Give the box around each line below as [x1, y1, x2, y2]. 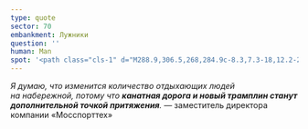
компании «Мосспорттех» [10, 110, 113, 120]
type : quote [10, 13, 56, 23]
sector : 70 [10, 22, 52, 31]
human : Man [10, 47, 52, 56]
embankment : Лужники [10, 30, 90, 39]
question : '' [10, 38, 60, 48]
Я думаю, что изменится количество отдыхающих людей [10, 81, 236, 91]
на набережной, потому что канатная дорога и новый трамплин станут [10, 90, 298, 101]
